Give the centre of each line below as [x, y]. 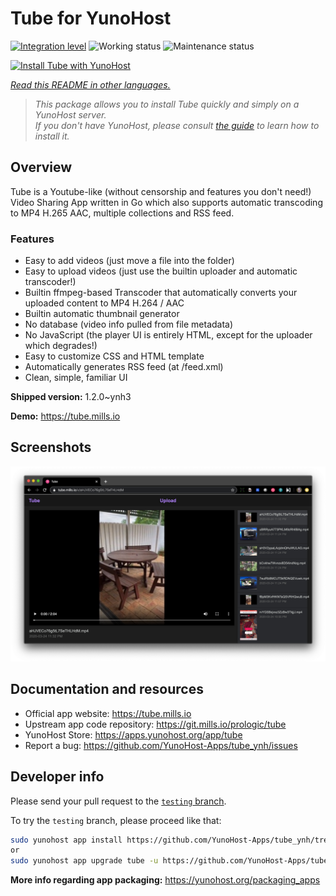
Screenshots [51, 447]
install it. [52, 136]
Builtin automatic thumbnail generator [102, 314]
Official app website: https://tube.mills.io [108, 713]
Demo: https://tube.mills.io [65, 416]
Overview [41, 167]
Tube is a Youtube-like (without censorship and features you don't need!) [161, 191]
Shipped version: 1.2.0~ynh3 [71, 397]
